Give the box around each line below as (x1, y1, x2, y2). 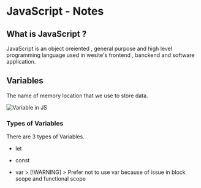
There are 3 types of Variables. (6, 133, 85, 140)
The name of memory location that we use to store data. (6, 92, 148, 99)
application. (6, 58, 36, 65)
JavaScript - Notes (6, 4, 104, 18)
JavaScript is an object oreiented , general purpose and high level (6, 45, 173, 52)
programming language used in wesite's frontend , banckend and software (6, 51, 195, 59)
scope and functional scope (15, 175, 86, 182)
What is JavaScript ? (6, 29, 87, 39)
